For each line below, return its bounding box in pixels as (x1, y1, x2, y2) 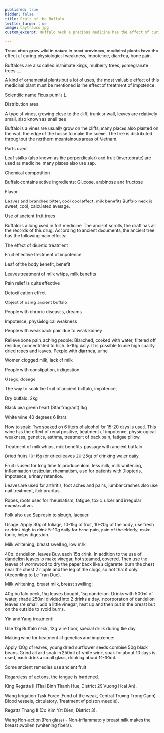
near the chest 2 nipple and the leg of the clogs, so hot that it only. (5, 567, 139, 572)
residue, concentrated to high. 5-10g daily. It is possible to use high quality (5, 343, 155, 348)
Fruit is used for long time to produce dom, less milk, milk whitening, (5, 463, 143, 468)
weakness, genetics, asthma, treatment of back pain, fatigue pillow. (5, 434, 141, 440)
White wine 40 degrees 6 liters (5, 414, 67, 420)
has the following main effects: (5, 233, 67, 238)
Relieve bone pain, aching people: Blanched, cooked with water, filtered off (5, 337, 156, 343)
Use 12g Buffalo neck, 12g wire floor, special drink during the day (5, 626, 136, 631)
